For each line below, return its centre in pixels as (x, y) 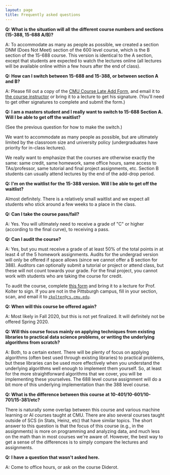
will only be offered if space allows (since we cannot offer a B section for (81, 260)
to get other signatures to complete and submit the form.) (65, 102)
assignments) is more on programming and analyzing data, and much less (82, 431)
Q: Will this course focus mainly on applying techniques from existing (80, 331)
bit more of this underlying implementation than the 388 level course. (77, 385)
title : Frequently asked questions (43, 15)
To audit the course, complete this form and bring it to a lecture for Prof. (80, 286)
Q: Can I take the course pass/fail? (42, 214)
